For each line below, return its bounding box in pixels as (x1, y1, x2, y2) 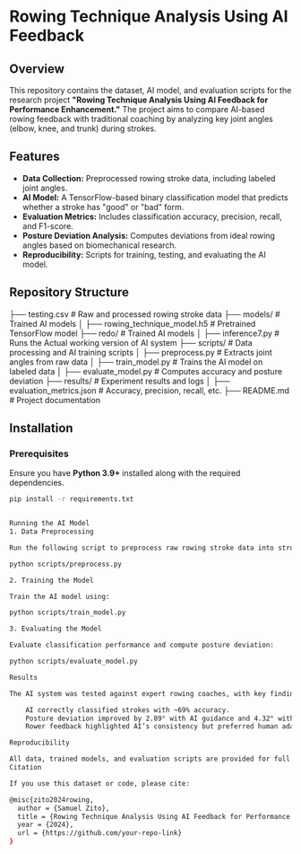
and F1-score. (21, 220, 73, 231)
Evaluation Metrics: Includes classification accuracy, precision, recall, (21, 211, 282, 222)
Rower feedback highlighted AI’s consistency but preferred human (25, 722, 279, 731)
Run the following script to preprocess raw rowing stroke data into (9, 543, 275, 552)
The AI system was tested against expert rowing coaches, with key (9, 689, 267, 698)
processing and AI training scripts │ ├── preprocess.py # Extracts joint (9, 347, 273, 357)
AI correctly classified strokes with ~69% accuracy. (25, 705, 230, 715)
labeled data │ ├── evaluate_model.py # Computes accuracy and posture (9, 365, 283, 376)
